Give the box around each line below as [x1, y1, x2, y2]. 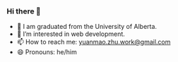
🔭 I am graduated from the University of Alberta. [16, 23, 157, 31]
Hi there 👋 [6, 6, 42, 16]
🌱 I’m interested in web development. [16, 30, 125, 38]
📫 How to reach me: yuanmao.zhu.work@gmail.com [16, 38, 171, 46]
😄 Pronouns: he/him [16, 48, 77, 56]
